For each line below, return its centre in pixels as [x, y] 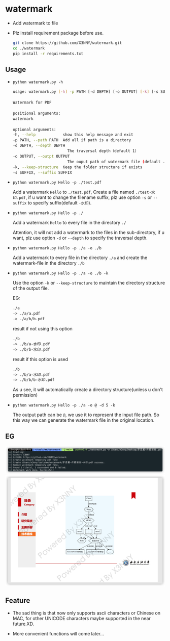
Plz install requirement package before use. [58, 33]
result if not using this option [42, 329]
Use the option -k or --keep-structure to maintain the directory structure [89, 283]
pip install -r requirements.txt [48, 54]
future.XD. [23, 624]
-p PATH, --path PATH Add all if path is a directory [72, 140]
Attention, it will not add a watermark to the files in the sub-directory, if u [89, 233]
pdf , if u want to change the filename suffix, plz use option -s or [85, 197]
